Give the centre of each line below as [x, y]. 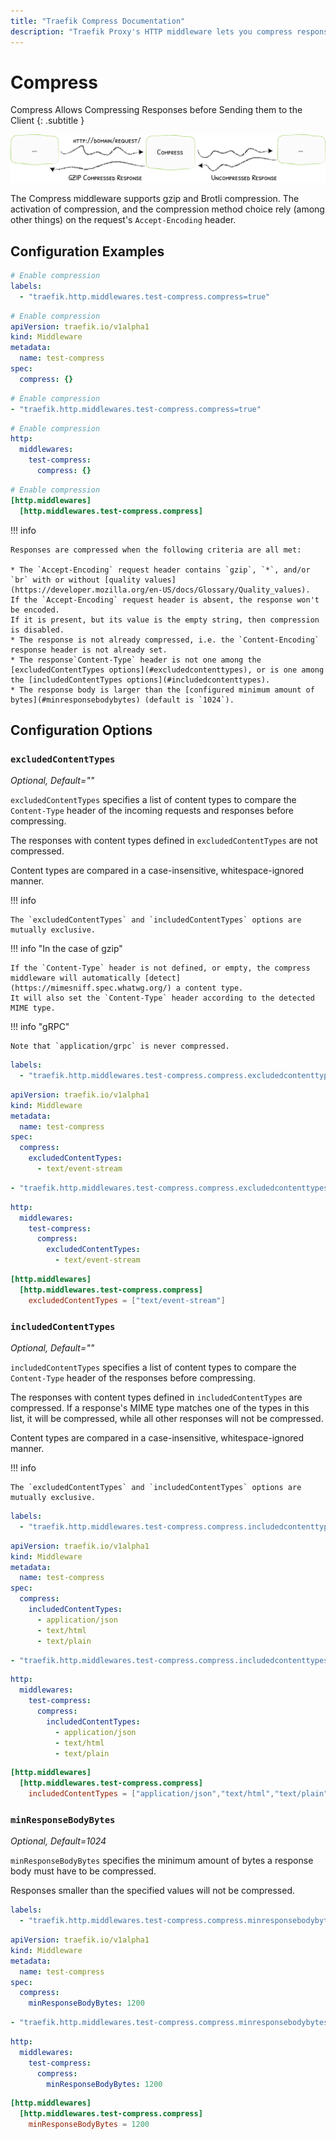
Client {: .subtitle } [47, 121]
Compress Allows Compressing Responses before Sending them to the [156, 110]
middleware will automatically [75, 978]
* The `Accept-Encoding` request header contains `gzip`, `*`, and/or [160, 570]
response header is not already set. [89, 650]
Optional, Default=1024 [58, 1841]
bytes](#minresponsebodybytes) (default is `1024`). [122, 700]
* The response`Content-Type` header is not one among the [136, 660]
